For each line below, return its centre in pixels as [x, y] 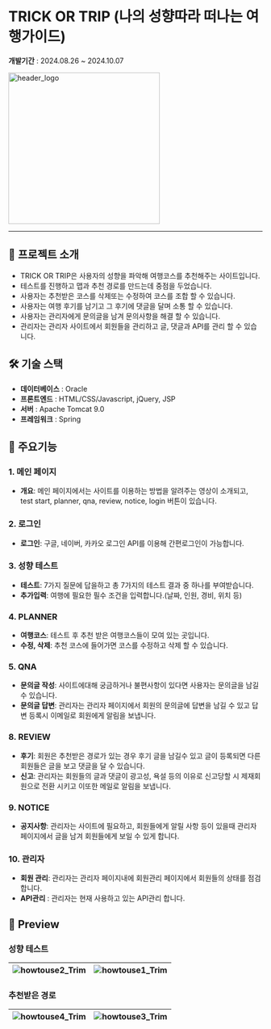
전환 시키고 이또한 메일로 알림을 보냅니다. [106, 786]
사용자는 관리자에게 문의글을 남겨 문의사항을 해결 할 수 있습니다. [120, 316]
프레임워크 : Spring [50, 419]
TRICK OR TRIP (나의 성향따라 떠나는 [126, 17]
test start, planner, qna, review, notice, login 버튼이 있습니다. [119, 501]
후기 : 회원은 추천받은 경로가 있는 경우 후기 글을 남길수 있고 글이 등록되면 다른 [140, 755]
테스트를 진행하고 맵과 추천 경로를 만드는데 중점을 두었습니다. [116, 286]
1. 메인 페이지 [33, 472]
